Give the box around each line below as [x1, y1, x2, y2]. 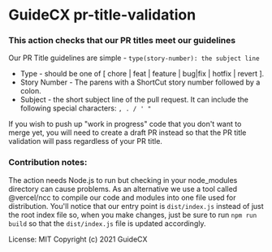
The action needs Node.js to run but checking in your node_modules [8, 175, 238, 185]
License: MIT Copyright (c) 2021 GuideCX [8, 234, 148, 244]
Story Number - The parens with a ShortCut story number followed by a [19, 77, 261, 87]
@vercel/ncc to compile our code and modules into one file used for [8, 193, 237, 202]
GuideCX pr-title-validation [8, 6, 196, 24]
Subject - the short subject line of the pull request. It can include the [19, 95, 249, 105]
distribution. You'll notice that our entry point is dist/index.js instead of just [8, 201, 264, 211]
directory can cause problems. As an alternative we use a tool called [8, 184, 238, 193]
